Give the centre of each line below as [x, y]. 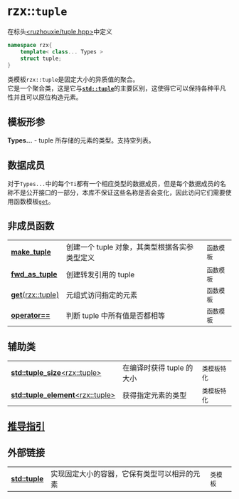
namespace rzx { [30, 45]
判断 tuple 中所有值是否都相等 [116, 315]
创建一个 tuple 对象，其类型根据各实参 [130, 247]
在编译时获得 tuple [153, 368]
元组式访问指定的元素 [101, 295]
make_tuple [31, 252]
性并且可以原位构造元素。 [45, 97]
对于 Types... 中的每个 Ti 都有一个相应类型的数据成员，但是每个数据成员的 [114, 184]
